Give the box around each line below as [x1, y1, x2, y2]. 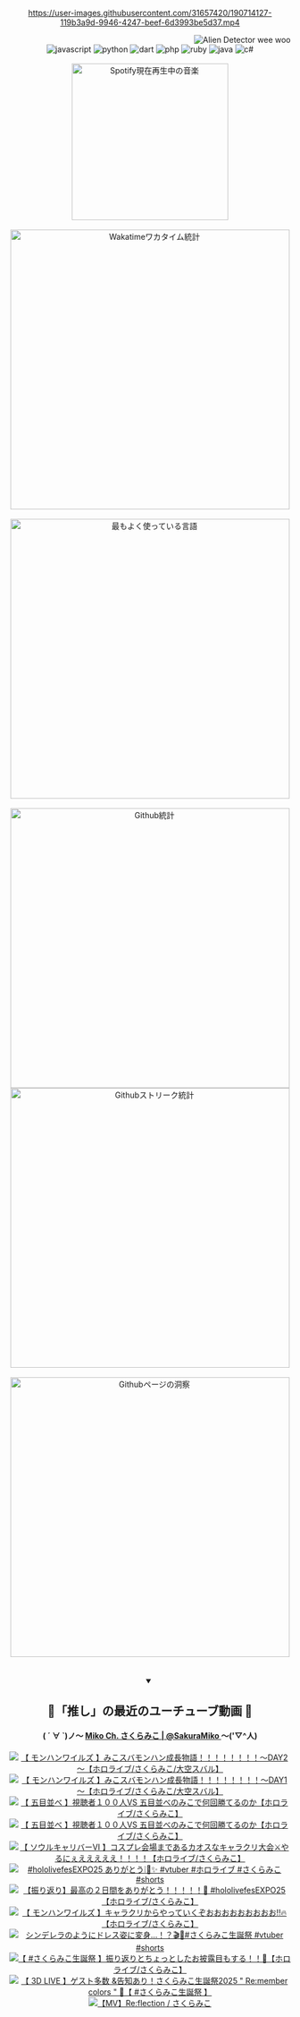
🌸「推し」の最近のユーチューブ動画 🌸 [47, 1704, 253, 1719]
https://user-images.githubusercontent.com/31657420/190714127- [28, 8, 272, 18]
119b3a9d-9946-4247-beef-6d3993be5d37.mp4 [60, 17, 240, 28]
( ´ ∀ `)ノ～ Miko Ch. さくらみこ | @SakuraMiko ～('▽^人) [42, 1730, 258, 1740]
